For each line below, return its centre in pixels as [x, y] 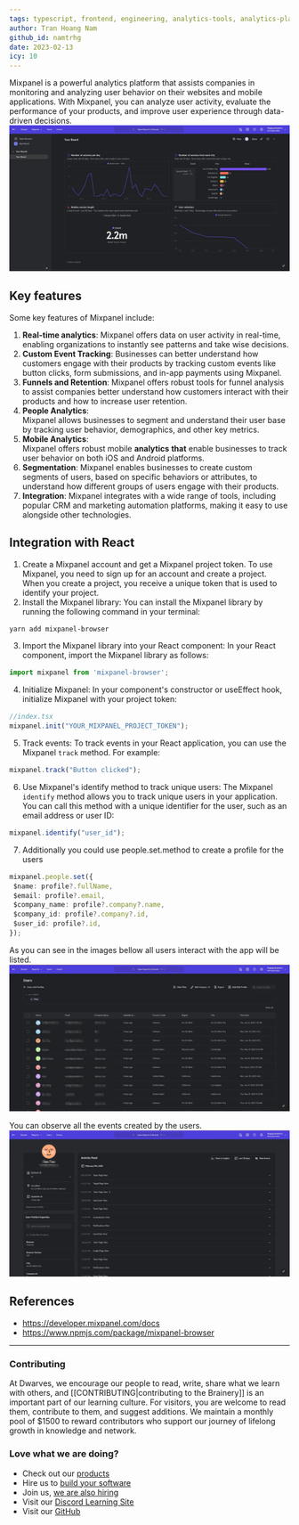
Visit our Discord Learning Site [78, 1502]
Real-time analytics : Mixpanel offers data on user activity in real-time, [151, 335]
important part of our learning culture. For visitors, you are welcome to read [148, 1402]
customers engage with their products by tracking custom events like [149, 363]
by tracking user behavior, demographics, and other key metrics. [141, 429]
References [42, 1302]
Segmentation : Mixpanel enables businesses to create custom [137, 467]
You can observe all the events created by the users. [106, 1125]
